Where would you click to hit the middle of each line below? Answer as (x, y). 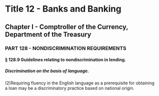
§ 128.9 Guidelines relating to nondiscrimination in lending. (65, 60)
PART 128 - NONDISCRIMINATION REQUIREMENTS (66, 48)
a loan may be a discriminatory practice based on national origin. (70, 88)
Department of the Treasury (48, 34)
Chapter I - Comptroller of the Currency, (67, 27)
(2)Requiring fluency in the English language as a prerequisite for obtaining (80, 83)
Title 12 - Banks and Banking (63, 9)
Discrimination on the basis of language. (47, 71)
